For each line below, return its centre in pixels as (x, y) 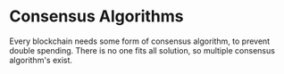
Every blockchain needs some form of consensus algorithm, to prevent (140, 41)
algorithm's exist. (41, 60)
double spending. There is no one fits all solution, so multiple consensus (142, 50)
